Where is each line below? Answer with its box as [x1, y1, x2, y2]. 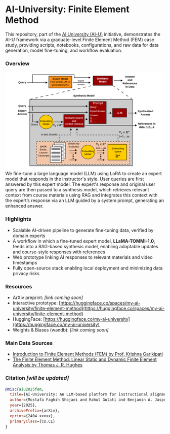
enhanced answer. [5, 203, 44, 209]
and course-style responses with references [12, 249, 105, 255]
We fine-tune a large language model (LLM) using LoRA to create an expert [5, 171, 162, 177]
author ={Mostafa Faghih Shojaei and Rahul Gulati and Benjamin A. [10, 397, 153, 403]
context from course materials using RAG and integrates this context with [5, 192, 158, 198]
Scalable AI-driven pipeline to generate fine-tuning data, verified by [12, 227, 154, 233]
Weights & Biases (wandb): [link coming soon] [12, 326, 109, 333]
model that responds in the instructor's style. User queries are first [5, 176, 144, 182]
